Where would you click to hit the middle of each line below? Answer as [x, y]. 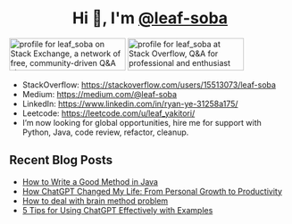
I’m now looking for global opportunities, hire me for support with [142, 122]
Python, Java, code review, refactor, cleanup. [105, 132]
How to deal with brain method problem [95, 201]
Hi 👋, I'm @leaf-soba [150, 18]
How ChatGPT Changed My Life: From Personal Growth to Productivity [152, 191]
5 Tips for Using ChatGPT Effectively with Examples [117, 210]
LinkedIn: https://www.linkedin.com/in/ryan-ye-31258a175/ [130, 104]
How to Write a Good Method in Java [90, 181]
